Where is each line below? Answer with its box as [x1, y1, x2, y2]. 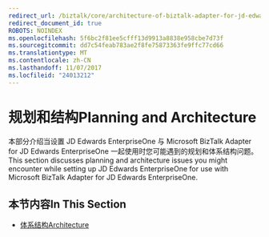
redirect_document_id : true [8, 19, 102, 27]
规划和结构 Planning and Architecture [8, 108, 257, 127]
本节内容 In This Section [8, 197, 126, 211]
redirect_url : [8, 11, 56, 20]
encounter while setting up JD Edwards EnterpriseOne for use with [8, 163, 229, 173]
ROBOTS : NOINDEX [8, 26, 62, 34]
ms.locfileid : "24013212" [8, 71, 94, 79]
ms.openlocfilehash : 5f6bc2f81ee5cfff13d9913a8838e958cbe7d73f [8, 34, 224, 42]
